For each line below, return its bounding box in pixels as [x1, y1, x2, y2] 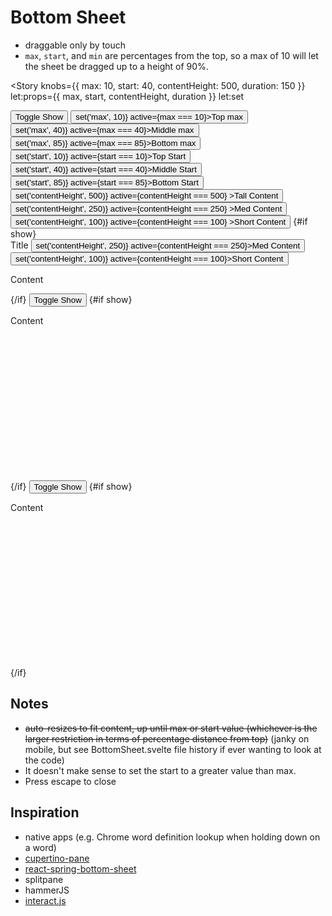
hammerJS [24, 884, 70, 896]
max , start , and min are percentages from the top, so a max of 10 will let [24, 49, 319, 61]
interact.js [24, 894, 67, 906]
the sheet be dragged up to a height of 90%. [24, 60, 209, 72]
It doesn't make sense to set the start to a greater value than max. [24, 764, 297, 776]
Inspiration [10, 804, 80, 821]
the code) [24, 754, 65, 766]
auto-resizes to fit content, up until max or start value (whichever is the [24, 722, 318, 734]
